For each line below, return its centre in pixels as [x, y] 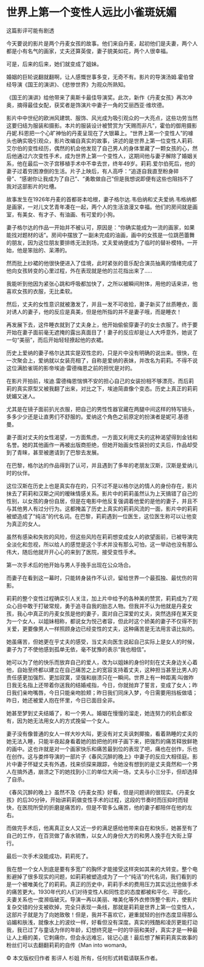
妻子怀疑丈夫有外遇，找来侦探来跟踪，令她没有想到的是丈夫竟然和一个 [104, 764]
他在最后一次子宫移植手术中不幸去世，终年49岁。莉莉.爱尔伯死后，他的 [106, 163]
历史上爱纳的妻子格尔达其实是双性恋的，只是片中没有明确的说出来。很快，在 [102, 353]
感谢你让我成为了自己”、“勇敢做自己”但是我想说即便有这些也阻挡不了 [107, 178]
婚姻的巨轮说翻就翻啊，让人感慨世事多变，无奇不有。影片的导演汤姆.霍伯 [98, 77]
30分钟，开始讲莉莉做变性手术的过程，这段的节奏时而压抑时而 [105, 800]
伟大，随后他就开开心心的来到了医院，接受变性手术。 [73, 552]
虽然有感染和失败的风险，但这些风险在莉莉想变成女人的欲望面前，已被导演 [99, 536]
